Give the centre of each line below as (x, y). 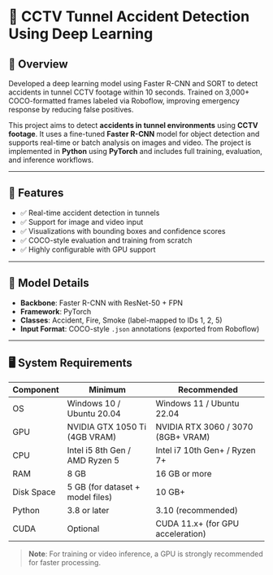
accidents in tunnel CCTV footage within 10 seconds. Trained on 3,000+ (129, 92)
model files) (90, 498)
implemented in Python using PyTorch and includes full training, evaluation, (135, 151)
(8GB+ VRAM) (183, 437)
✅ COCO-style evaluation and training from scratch (106, 240)
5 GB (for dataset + (104, 487)
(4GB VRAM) (91, 437)
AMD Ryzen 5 (93, 461)
